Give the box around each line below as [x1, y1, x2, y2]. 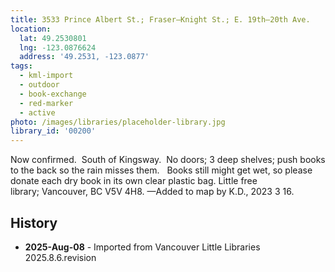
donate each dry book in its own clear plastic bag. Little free [10, 175, 258, 187]
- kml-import [19, 71, 74, 81]
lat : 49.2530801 [19, 33, 87, 43]
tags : [10, 61, 33, 71]
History [10, 214, 58, 231]
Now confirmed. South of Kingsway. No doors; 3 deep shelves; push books [10, 154, 326, 166]
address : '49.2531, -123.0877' [19, 52, 150, 62]
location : [10, 24, 52, 34]
